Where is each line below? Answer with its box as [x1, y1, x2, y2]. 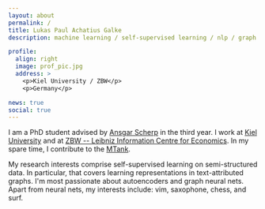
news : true [8, 99, 44, 106]
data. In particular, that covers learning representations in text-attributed [8, 168, 244, 177]
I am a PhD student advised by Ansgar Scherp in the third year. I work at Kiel [8, 128, 257, 137]
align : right [15, 55, 59, 63]
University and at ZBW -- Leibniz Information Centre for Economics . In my [8, 136, 249, 146]
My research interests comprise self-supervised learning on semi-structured [8, 159, 258, 170]
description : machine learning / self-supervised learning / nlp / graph [8, 33, 257, 42]
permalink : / [8, 19, 51, 27]
